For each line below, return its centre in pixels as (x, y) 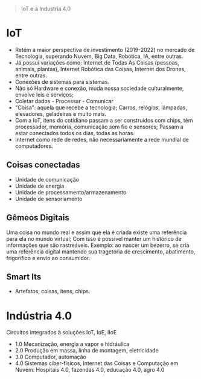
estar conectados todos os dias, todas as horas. (75, 133)
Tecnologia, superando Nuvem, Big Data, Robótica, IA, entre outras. (99, 56)
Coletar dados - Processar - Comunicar (64, 101)
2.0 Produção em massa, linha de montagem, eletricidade (87, 351)
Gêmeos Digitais (38, 218)
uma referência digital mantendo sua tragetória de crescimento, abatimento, (101, 251)
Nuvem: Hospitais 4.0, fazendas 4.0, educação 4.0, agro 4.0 (90, 370)
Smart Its (24, 277)
